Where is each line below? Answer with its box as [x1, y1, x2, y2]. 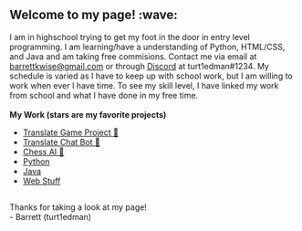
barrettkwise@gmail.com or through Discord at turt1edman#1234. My [9, 60, 269, 71]
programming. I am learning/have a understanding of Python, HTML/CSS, [9, 41, 286, 52]
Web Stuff [22, 175, 61, 186]
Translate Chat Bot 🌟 [22, 136, 100, 147]
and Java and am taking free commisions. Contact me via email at [9, 50, 257, 62]
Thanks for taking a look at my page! [9, 202, 148, 213]
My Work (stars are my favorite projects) [9, 109, 167, 120]
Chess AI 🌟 [22, 146, 65, 157]
